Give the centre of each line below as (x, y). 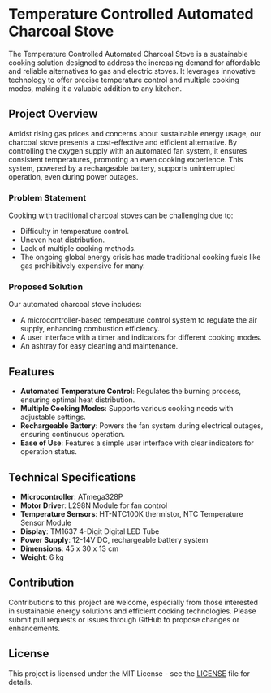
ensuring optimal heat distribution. (77, 400)
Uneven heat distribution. (62, 240)
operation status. (48, 452)
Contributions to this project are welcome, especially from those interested (133, 602)
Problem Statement (47, 197)
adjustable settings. (53, 417)
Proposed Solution (46, 287)
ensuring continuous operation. (73, 435)
